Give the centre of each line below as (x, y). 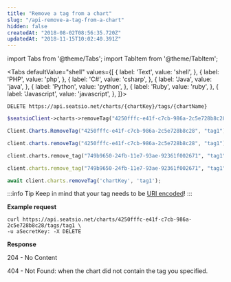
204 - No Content (32, 258)
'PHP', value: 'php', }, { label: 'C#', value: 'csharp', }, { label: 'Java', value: (109, 79)
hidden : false (27, 26)
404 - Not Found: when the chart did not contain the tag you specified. (108, 271)
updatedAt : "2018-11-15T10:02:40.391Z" (64, 39)
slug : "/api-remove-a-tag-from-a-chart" (66, 20)
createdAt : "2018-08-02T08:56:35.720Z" (64, 33)
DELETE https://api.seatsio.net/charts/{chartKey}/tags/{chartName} (107, 107)
